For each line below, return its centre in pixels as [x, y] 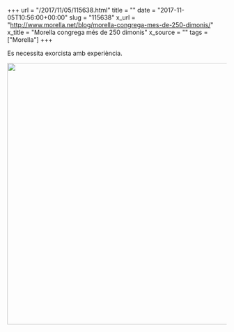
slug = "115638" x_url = [102, 17]
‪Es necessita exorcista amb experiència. [65, 53]
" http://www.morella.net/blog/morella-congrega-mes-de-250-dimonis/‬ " [110, 25]
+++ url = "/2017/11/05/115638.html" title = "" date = [82, 10]
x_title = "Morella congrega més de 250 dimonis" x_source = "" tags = [108, 32]
